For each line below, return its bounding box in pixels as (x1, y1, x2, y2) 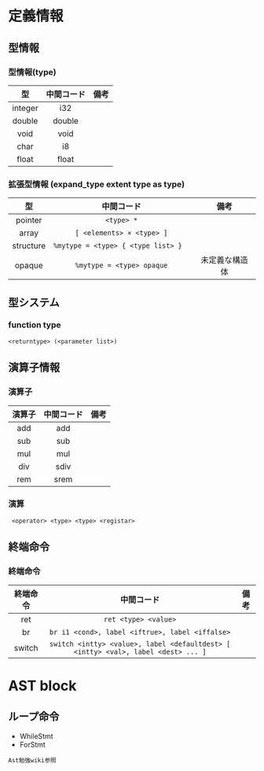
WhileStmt (19, 731, 53, 740)
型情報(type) (8, 66, 57, 77)
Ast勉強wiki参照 (8, 756, 57, 764)
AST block (8, 677, 77, 695)
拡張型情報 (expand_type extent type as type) (8, 179, 185, 190)
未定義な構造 (200, 255, 249, 266)
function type (8, 319, 61, 330)
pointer (15, 215, 42, 226)
